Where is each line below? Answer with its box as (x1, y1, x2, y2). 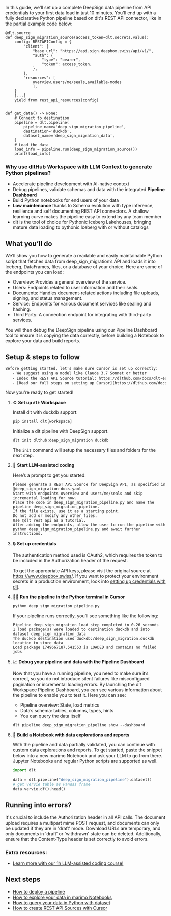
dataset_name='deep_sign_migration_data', (23, 133, 115, 138)
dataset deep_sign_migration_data (12, 631, 86, 637)
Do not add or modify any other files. (12, 513, 98, 519)
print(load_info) (14, 151, 51, 156)
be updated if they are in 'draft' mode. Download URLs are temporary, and (5, 825, 161, 831)
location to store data (12, 641, 64, 646)
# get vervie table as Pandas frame (12, 782, 91, 787)
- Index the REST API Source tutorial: (12, 375, 97, 381)
